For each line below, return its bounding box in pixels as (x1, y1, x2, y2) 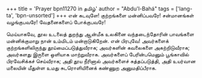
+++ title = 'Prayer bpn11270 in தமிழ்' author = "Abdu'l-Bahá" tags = (6, 5, 175, 12)
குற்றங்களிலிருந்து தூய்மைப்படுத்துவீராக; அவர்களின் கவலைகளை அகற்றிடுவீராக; (6, 44, 190, 51)
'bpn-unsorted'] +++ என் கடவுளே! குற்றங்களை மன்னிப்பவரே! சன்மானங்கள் (15, 12, 195, 19)
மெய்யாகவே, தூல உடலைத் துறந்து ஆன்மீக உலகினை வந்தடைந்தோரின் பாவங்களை (6, 31, 195, 38)
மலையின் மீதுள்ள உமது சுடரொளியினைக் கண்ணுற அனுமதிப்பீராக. (6, 64, 157, 71)
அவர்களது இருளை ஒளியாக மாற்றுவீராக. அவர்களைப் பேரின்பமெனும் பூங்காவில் (6, 51, 189, 58)
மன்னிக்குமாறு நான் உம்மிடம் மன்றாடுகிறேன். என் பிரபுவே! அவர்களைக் (6, 37, 169, 44)
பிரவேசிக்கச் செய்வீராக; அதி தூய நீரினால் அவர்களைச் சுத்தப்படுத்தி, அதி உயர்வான (6, 58, 196, 65)
